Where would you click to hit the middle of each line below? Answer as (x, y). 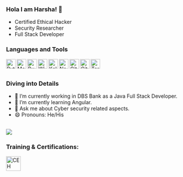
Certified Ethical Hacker (43, 22)
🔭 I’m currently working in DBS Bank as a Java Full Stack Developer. (96, 96)
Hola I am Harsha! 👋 (34, 9)
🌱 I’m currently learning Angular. (53, 102)
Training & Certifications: (43, 147)
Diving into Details (33, 83)
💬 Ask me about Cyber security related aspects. (72, 108)
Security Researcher (39, 28)
